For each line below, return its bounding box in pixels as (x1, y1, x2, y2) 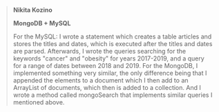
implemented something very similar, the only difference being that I (12, 69, 207, 77)
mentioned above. (12, 98, 65, 106)
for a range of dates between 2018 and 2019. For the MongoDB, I (12, 62, 198, 69)
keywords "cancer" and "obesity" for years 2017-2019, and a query (12, 54, 204, 63)
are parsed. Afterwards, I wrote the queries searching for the (12, 47, 187, 55)
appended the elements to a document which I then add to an (12, 76, 189, 85)
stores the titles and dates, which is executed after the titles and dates (12, 40, 213, 47)
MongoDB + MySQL (12, 19, 71, 27)
